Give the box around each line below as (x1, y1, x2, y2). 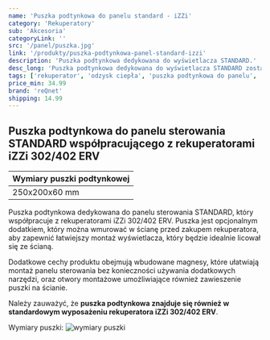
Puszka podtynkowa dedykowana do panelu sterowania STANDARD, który (8, 207, 254, 218)
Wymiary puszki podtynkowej (12, 173, 130, 185)
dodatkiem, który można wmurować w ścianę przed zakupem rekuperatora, (8, 225, 259, 234)
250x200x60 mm (12, 187, 80, 198)
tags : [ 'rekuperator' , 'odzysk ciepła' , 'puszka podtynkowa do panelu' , (8, 72, 257, 80)
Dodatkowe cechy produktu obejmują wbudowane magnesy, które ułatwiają (8, 257, 260, 267)
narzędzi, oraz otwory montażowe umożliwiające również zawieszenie (8, 275, 242, 284)
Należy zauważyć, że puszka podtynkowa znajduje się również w (8, 299, 230, 309)
